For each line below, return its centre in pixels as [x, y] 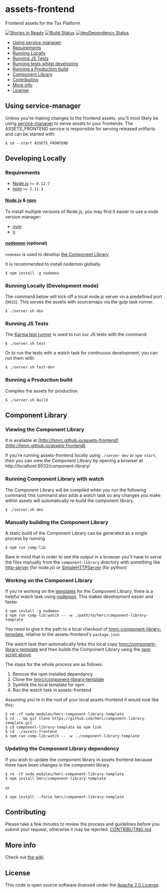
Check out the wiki [24, 857]
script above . [19, 655]
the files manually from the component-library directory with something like [83, 562]
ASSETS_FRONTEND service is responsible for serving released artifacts [80, 128]
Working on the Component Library [49, 580]
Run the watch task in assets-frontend [52, 690]
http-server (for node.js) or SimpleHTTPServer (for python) [66, 567]
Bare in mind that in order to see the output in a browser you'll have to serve [83, 557]
